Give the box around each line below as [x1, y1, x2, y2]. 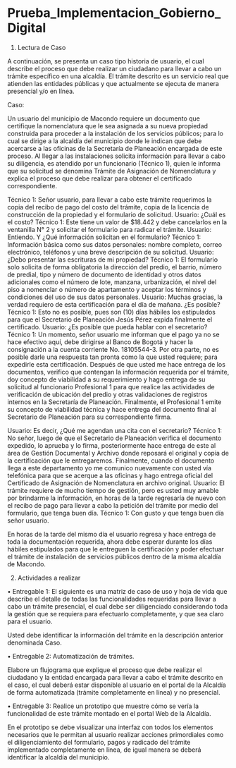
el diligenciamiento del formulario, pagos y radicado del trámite [7, 738, 191, 746]
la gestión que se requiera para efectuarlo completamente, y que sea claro [7, 609, 224, 618]
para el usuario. [7, 617, 53, 626]
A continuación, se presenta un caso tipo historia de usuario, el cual [7, 56, 204, 65]
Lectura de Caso [17, 43, 66, 51]
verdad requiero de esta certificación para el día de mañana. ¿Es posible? [7, 300, 221, 308]
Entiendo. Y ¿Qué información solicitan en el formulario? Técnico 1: [7, 233, 201, 241]
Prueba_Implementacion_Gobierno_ [7, 5, 221, 21]
